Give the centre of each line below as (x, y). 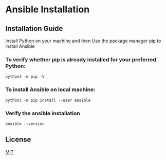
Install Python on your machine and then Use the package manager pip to (83, 41)
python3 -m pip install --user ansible (48, 100)
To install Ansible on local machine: (51, 90)
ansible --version (25, 124)
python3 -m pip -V (25, 77)
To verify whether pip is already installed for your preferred (81, 59)
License (18, 140)
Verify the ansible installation (43, 113)
